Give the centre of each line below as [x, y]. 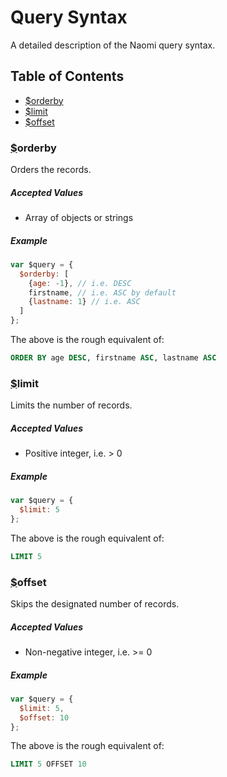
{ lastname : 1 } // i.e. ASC [84, 302]
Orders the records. [51, 170]
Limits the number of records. [71, 405]
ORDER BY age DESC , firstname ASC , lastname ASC [113, 358]
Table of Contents [67, 76]
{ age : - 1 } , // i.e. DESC [80, 283]
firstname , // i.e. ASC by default [102, 292]
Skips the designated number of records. [95, 604]
